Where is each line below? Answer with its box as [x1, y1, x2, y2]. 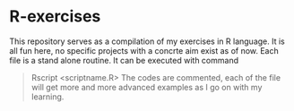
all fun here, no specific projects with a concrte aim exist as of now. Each [9, 45, 280, 55]
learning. [30, 91, 65, 102]
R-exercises [9, 6, 101, 27]
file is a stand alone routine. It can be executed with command [9, 55, 239, 65]
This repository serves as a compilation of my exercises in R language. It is [9, 36, 285, 47]
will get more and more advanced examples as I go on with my [30, 81, 263, 92]
